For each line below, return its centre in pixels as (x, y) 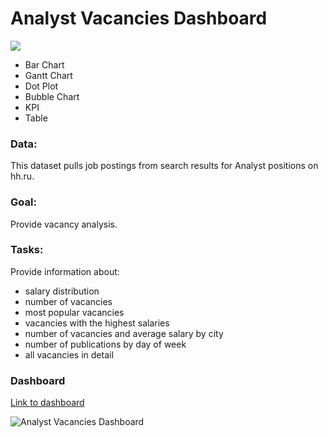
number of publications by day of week (105, 344)
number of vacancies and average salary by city (124, 333)
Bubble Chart (52, 96)
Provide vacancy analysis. (64, 224)
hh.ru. (22, 176)
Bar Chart (44, 64)
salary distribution (62, 291)
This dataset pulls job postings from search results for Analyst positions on (164, 166)
